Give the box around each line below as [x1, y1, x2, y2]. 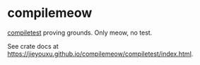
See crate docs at [7, 42, 59, 50]
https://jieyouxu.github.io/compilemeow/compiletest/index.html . [7, 49, 194, 58]
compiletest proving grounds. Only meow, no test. [7, 28, 153, 37]
